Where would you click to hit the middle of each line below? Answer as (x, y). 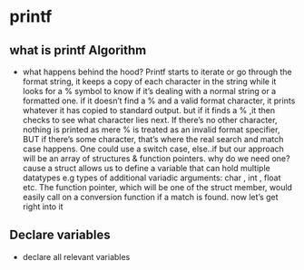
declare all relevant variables (76, 256)
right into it (43, 207)
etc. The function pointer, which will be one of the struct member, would (157, 187)
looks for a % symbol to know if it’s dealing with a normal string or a (149, 91)
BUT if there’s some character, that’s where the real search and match (153, 139)
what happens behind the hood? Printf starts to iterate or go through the (157, 72)
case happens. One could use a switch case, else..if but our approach (153, 149)
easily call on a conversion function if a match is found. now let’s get (150, 197)
